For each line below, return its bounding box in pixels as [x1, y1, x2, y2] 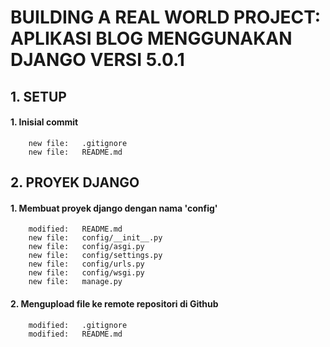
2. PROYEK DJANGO [10, 174, 140, 191]
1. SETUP [10, 88, 67, 105]
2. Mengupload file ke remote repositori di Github [10, 297, 219, 310]
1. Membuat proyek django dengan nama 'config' [10, 202, 218, 214]
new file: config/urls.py [28, 259, 145, 270]
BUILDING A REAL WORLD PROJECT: [10, 6, 322, 29]
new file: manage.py [28, 277, 123, 287]
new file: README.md [28, 147, 123, 157]
